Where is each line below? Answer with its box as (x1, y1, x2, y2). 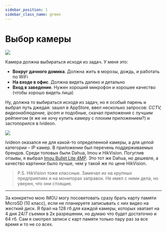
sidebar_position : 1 (5, 7, 48, 12)
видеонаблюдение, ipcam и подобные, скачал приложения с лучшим (5, 110, 153, 116)
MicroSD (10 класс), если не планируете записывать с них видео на (5, 200, 149, 206)
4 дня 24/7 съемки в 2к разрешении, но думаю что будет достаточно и (5, 211, 157, 217)
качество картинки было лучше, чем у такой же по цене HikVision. (5, 160, 147, 166)
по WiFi (12, 74, 28, 80)
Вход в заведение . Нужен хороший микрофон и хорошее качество (12, 84, 156, 90)
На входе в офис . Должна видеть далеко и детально (12, 79, 125, 85)
